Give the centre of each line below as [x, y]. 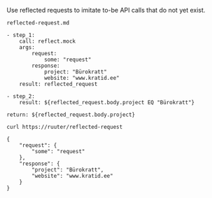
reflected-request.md [38, 23]
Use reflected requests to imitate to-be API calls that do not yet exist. [106, 10]
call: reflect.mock [48, 41]
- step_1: [21, 35]
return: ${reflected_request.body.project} [71, 115]
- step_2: [21, 97]
